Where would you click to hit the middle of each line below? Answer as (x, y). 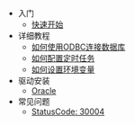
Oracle (44, 91)
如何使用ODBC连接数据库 (78, 47)
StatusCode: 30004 (68, 112)
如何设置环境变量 (63, 69)
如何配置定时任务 (63, 58)
